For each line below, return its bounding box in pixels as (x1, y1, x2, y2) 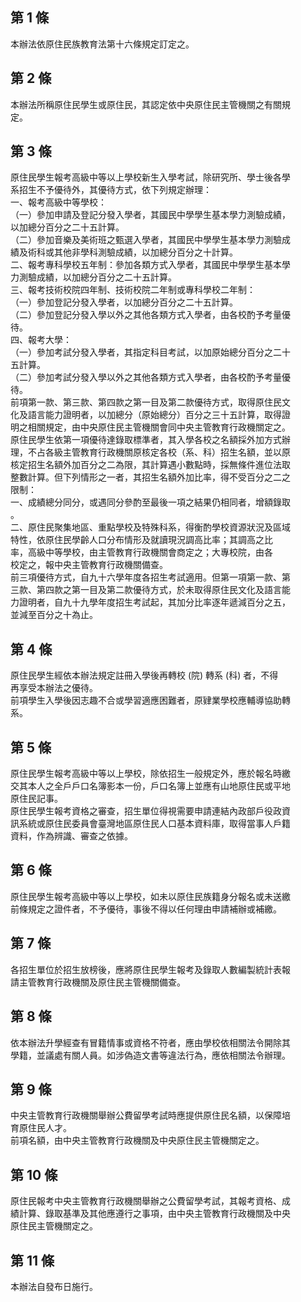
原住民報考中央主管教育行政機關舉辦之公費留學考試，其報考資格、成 (10, 1195, 291, 1207)
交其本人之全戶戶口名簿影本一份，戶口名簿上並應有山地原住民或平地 (10, 780, 291, 792)
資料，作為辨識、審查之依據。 (10, 830, 133, 842)
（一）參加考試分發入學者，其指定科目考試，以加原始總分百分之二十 (10, 346, 291, 358)
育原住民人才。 (10, 1122, 72, 1134)
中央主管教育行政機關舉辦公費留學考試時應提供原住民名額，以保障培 (10, 1109, 291, 1122)
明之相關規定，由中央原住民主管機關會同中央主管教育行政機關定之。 (10, 421, 291, 433)
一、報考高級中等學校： (10, 196, 107, 208)
